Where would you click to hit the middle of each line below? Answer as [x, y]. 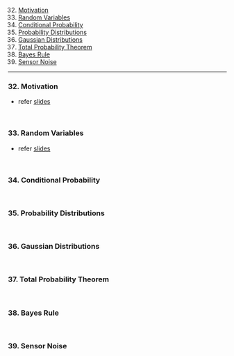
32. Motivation [33, 86]
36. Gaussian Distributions [54, 247]
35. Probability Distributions [56, 213]
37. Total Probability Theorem [59, 279]
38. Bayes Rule [34, 313]
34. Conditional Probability [54, 180]
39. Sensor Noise [37, 346]
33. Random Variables [46, 133]
